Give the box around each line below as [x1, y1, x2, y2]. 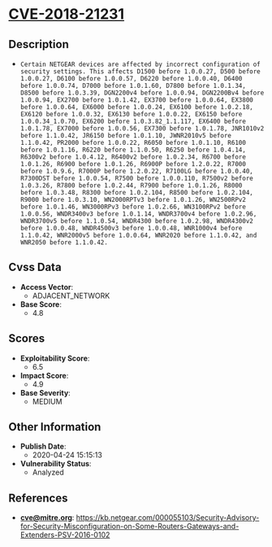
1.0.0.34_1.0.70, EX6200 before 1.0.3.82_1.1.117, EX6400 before [19, 117, 246, 125]
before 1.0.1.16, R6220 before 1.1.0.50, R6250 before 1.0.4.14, [19, 146, 246, 154]
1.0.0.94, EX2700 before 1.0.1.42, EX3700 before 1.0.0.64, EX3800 [19, 96, 253, 104]
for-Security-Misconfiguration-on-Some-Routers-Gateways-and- [19, 522, 240, 532]
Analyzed [32, 467, 64, 477]
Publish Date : [19, 441, 67, 452]
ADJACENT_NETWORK [32, 291, 110, 300]
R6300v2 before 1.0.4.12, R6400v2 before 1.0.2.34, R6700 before [19, 153, 246, 161]
